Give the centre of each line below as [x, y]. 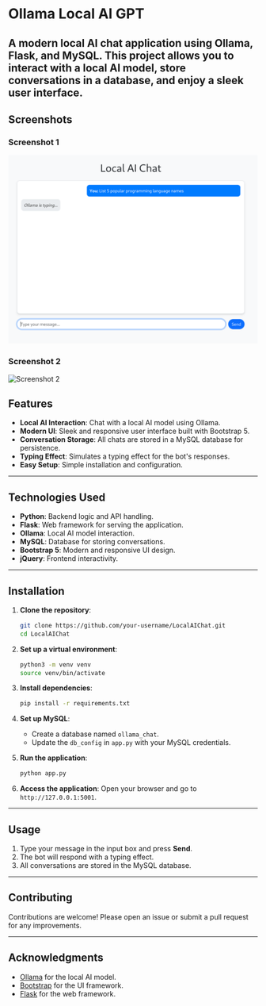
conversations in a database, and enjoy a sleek [126, 80]
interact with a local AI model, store [97, 68]
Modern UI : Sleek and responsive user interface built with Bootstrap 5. [135, 431]
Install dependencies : [56, 688]
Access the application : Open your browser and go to [108, 789]
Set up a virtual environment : [68, 649]
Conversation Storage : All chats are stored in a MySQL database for [131, 440]
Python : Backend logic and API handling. [87, 516]
